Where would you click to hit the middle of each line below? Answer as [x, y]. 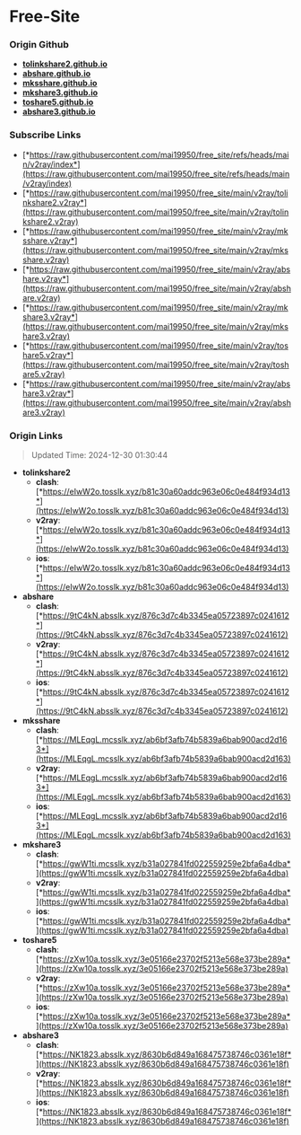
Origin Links [36, 436]
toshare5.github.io [58, 102]
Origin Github [39, 45]
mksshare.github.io [60, 84]
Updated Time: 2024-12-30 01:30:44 [99, 455]
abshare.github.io [56, 74]
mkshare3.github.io [60, 92]
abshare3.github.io [59, 112]
